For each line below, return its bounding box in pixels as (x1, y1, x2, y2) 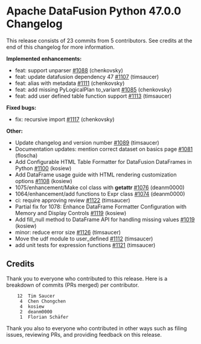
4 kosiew (19, 303, 45, 310)
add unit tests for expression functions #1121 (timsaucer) (14, 241, 156, 248)
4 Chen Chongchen (19, 298, 66, 304)
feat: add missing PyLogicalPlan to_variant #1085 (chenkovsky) (14, 86, 172, 93)
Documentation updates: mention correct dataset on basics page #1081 (14, 145, 193, 152)
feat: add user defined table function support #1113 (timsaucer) (14, 92, 172, 99)
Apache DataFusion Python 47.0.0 (6, 4, 182, 18)
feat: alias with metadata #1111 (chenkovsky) (14, 80, 125, 87)
